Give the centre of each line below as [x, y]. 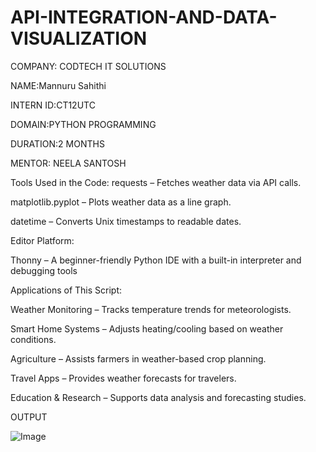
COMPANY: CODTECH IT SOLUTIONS [88, 66]
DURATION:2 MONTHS [57, 143]
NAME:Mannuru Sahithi [58, 85]
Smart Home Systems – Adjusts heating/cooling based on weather [147, 328]
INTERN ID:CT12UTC [53, 105]
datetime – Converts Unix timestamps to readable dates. [126, 221]
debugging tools [44, 270]
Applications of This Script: [66, 290]
